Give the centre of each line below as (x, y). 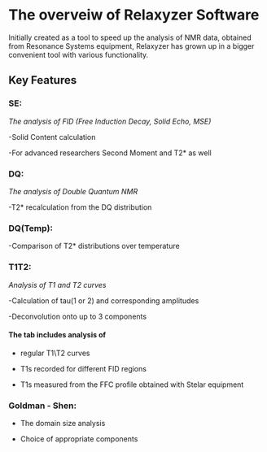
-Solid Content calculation (52, 137)
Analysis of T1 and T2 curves (57, 285)
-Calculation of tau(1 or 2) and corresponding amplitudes (104, 300)
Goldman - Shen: (43, 406)
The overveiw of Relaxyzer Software (134, 15)
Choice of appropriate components (79, 439)
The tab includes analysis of (57, 335)
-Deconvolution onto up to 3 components (78, 316)
